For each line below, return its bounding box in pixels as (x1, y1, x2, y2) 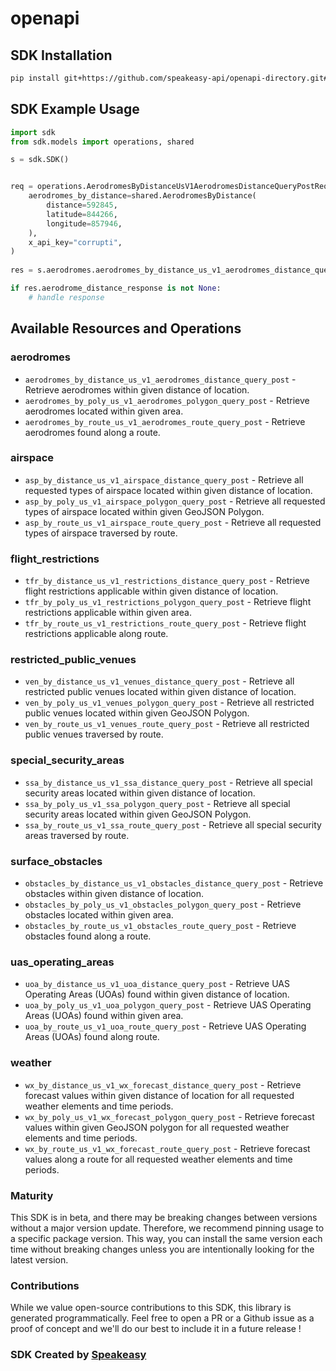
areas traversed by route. (24, 829, 130, 841)
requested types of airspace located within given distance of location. (24, 484, 313, 496)
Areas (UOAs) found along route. (24, 1031, 160, 1043)
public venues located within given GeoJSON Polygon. (24, 707, 250, 719)
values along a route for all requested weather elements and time (24, 1153, 293, 1165)
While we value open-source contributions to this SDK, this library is (10, 1302, 292, 1314)
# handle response (28, 292, 105, 302)
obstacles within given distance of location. (24, 887, 204, 899)
